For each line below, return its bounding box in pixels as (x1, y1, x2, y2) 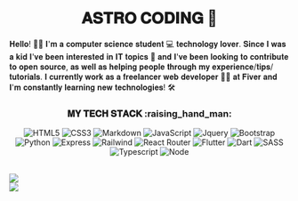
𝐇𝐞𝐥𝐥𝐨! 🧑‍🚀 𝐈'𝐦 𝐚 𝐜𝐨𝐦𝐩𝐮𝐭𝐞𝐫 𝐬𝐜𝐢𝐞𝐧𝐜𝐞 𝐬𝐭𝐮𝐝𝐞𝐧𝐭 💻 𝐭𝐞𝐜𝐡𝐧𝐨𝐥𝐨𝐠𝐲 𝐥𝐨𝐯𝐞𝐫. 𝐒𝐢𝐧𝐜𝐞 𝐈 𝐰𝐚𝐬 (9, 38, 286, 49)
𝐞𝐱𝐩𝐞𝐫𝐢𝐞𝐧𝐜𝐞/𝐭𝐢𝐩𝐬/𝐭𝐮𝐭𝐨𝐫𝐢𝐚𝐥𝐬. (212, 61, 274, 72)
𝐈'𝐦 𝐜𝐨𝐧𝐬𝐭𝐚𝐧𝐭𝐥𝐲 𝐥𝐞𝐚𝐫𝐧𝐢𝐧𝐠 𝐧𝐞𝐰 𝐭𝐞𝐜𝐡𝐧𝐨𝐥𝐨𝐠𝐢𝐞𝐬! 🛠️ (9, 82, 176, 92)
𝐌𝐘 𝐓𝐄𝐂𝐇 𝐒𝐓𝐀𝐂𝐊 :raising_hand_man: (67, 107, 232, 119)
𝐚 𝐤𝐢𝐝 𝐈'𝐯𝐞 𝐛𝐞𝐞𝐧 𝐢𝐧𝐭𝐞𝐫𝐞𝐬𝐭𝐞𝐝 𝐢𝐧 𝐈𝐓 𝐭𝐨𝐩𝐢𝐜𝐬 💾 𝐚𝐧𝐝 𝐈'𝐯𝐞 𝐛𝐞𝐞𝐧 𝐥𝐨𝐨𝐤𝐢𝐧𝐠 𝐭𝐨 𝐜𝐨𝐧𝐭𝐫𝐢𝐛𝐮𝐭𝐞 (9, 51, 289, 61)
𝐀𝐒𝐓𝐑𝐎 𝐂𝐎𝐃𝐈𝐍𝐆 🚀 (81, 8, 218, 28)
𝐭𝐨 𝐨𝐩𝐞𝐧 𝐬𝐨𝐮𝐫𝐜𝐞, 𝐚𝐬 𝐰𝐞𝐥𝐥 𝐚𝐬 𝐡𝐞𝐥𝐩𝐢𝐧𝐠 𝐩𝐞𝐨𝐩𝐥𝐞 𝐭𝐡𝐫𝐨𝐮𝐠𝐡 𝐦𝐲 (9, 61, 211, 72)
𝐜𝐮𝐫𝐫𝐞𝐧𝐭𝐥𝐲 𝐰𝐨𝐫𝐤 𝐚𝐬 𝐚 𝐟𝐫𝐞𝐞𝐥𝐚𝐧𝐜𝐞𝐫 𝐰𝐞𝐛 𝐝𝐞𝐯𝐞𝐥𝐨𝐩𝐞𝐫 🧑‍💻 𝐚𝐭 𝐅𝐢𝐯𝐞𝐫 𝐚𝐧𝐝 (48, 71, 278, 82)
